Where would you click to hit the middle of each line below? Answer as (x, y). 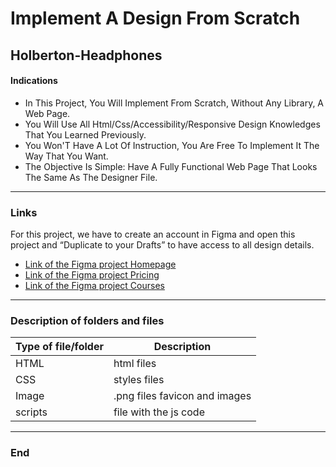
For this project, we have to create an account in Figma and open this (153, 234)
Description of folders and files (87, 320)
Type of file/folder (59, 347)
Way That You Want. (66, 156)
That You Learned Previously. (85, 134)
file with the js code (159, 412)
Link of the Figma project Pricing (92, 275)
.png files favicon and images (182, 396)
